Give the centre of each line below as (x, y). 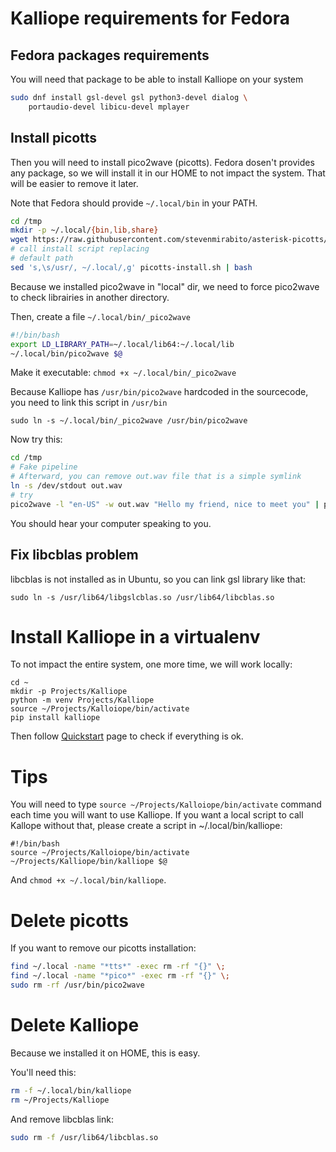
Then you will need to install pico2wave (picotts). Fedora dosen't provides (162, 162)
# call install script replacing (80, 249)
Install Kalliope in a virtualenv (135, 636)
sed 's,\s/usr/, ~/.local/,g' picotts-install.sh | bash (131, 267)
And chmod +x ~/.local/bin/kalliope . (88, 880)
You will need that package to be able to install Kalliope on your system (157, 79)
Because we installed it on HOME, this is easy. (105, 1053)
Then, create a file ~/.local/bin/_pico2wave (100, 316)
